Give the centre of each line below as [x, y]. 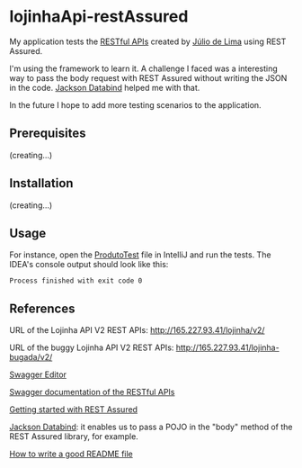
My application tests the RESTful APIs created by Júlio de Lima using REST [148, 41]
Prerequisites [48, 134]
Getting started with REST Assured [73, 409]
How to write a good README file [71, 454]
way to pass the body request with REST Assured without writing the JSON [148, 77]
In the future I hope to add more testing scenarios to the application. [136, 104]
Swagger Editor [38, 374]
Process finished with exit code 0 [76, 281]
